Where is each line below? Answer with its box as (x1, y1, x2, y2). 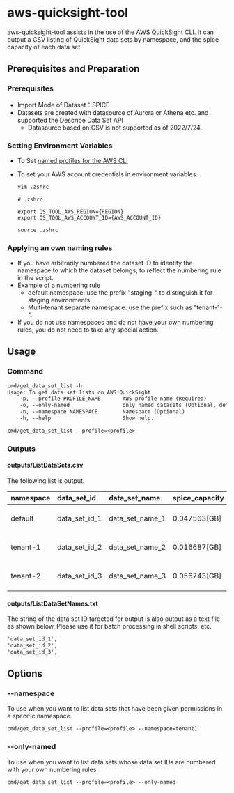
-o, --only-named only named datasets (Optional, (19, 402, 217, 409)
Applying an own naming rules (7, 242, 113, 252)
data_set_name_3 (109, 571, 166, 580)
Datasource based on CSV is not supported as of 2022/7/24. (27, 123, 203, 132)
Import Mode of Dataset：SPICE (17, 100, 110, 109)
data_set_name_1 (109, 514, 166, 523)
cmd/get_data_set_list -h (7, 382, 82, 390)
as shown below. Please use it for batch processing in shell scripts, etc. (7, 622, 212, 631)
